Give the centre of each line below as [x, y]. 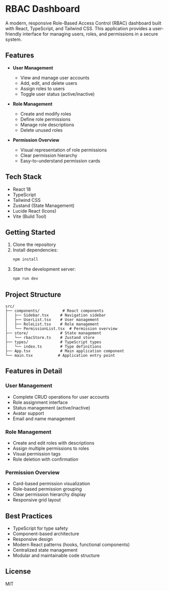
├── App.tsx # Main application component [65, 351]
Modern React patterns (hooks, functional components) [71, 544]
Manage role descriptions [47, 124]
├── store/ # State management [53, 333]
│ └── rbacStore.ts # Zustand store [50, 337]
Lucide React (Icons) [34, 211]
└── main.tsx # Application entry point [60, 355]
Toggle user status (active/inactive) [57, 94]
